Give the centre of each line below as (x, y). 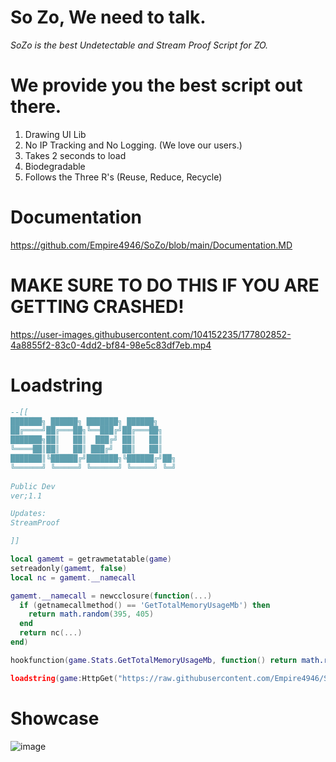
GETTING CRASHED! (97, 307)
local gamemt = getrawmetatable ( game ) (91, 559)
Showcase (55, 718)
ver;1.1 (26, 496)
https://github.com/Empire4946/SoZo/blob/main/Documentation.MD (151, 245)
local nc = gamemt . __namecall (73, 577)
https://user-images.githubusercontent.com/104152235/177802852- (151, 334)
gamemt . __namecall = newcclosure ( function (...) (111, 596)
